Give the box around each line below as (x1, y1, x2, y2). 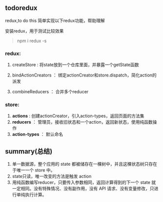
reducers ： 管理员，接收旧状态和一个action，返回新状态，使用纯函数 (12, 119, 153, 125)
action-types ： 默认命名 (12, 131, 63, 137)
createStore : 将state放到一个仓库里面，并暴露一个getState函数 (12, 62, 139, 68)
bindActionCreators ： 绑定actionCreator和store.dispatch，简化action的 (12, 72, 157, 78)
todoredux (5, 4, 38, 12)
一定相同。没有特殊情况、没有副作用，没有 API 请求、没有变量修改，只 (12, 186, 155, 192)
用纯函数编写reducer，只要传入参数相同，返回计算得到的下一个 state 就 (12, 179, 156, 185)
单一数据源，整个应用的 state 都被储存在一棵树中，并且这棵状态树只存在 (12, 161, 158, 167)
